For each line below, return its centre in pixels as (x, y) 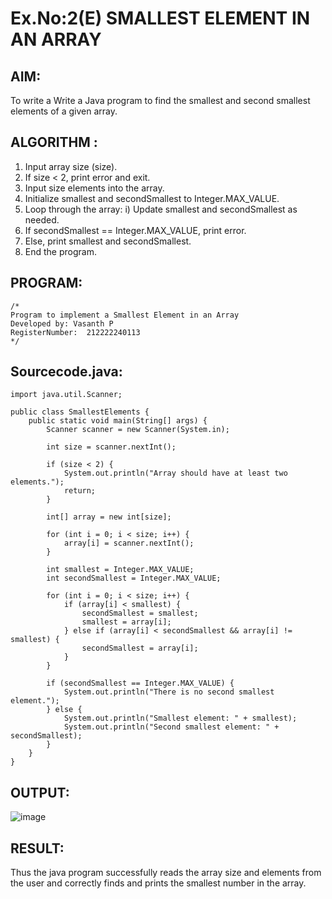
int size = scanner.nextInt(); (111, 447)
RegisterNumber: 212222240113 (75, 332)
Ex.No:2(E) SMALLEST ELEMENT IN (160, 18)
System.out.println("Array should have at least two (175, 473)
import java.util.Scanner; (66, 395)
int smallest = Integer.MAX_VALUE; (120, 570)
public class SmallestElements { (80, 412)
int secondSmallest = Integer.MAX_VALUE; (134, 578)
